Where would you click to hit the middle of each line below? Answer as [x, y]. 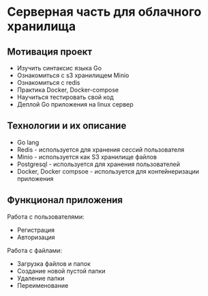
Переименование [43, 285]
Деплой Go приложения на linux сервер [75, 104]
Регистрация [36, 230]
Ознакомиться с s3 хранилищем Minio [73, 75]
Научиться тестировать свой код [65, 97]
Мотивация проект [50, 52]
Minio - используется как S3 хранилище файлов [87, 157]
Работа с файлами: [35, 250]
